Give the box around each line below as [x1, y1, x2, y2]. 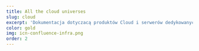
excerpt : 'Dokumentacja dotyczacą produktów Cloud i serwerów [6, 19, 163, 25]
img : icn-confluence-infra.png [6, 30, 84, 36]
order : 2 [6, 36, 28, 42]
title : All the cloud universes [6, 8, 86, 15]
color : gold [6, 25, 36, 31]
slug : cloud [6, 14, 36, 20]
